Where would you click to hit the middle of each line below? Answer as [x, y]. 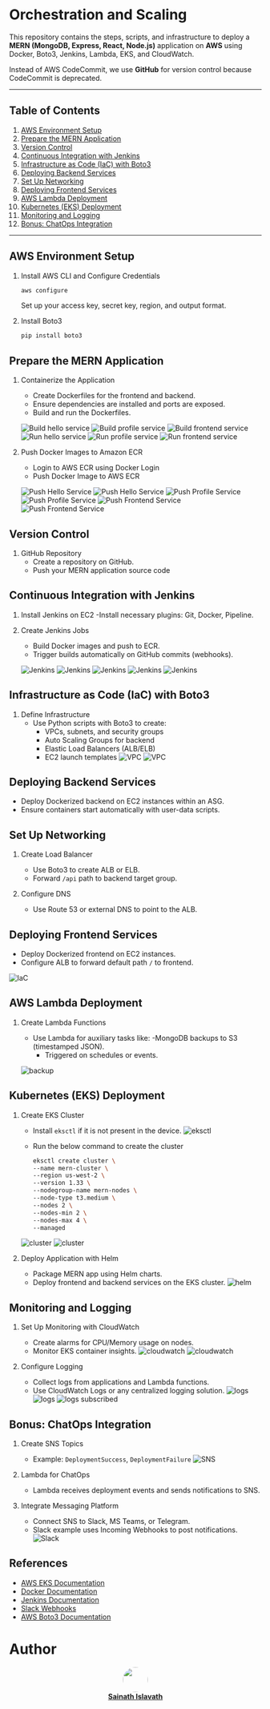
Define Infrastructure [55, 714]
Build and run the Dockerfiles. [82, 413]
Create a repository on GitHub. [83, 562]
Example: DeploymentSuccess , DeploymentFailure [112, 1459]
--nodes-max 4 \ [60, 1220]
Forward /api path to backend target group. [105, 878]
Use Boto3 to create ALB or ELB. [86, 870]
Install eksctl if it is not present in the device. [107, 1131]
